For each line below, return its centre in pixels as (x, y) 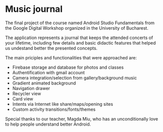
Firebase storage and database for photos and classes (68, 67)
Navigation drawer (31, 88)
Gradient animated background (44, 83)
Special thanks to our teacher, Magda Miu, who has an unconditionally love (82, 119)
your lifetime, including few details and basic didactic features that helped (81, 43)
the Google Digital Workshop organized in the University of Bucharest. (77, 28)
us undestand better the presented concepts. (51, 48)
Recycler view (27, 93)
